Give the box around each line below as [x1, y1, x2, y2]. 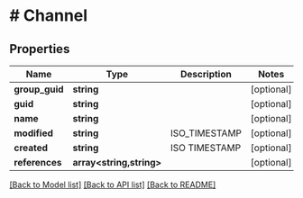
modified [14, 127, 54, 139]
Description [179, 68, 232, 80]
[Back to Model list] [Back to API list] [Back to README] [9, 179, 216, 190]
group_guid [14, 83, 65, 95]
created [14, 141, 48, 154]
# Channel [9, 5, 88, 26]
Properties [9, 41, 70, 57]
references [14, 157, 62, 168]
